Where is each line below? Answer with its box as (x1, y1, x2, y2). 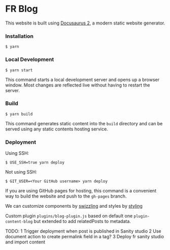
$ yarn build (5, 112, 33, 117)
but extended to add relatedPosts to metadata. (33, 218, 131, 225)
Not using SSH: (5, 169, 37, 175)
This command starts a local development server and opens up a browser (5, 76, 160, 82)
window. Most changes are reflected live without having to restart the (5, 82, 150, 88)
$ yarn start (5, 67, 33, 73)
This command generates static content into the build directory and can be (5, 120, 163, 126)
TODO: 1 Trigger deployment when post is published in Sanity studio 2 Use (5, 228, 161, 234)
